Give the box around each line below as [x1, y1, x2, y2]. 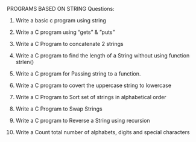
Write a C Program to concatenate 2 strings [15, 40, 124, 47]
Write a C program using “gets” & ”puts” [15, 28, 115, 36]
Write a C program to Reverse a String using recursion [15, 117, 150, 124]
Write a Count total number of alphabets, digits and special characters [15, 129, 190, 135]
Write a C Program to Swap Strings [15, 105, 103, 112]
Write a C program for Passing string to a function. [15, 70, 141, 77]
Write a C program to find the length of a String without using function [15, 52, 190, 59]
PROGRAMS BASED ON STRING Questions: [7, 5, 115, 12]
